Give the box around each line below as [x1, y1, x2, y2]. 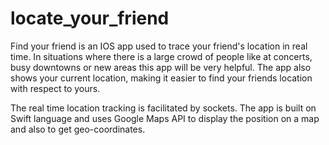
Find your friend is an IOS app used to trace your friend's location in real [10, 40, 308, 52]
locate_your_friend [10, 7, 170, 30]
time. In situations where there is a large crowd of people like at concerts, [10, 50, 313, 62]
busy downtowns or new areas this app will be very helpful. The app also [10, 61, 312, 73]
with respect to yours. [10, 82, 101, 94]
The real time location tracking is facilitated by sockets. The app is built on [10, 102, 317, 114]
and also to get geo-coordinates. [10, 123, 146, 135]
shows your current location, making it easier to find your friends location [10, 72, 313, 84]
